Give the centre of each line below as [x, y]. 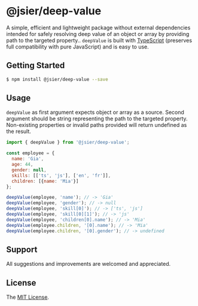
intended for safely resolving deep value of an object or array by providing [98, 34]
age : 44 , [22, 165]
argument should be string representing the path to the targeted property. [97, 119]
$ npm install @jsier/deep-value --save [57, 79]
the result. [19, 131]
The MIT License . [28, 297]
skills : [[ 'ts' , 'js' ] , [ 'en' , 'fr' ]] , [61, 175]
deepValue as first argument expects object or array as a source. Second [95, 113]
